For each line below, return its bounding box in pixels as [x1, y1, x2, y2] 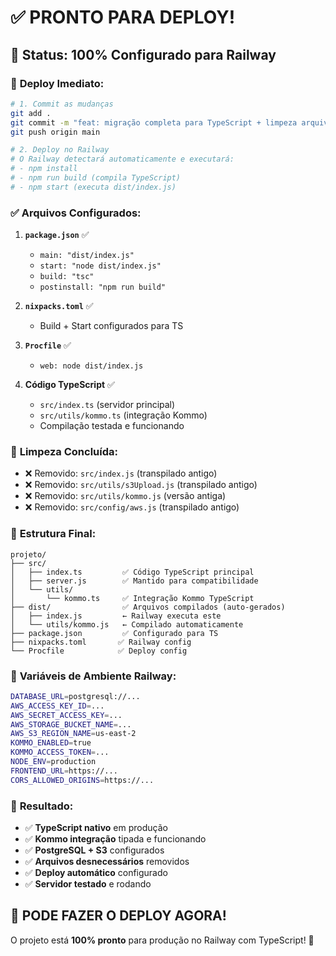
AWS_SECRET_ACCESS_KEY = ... [10, 710, 123, 720]
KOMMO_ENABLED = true [10, 738, 92, 748]
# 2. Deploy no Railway [10, 145, 110, 155]
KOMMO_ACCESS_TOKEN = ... [10, 747, 110, 758]
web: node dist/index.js [39, 361, 144, 371]
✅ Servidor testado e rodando [24, 877, 152, 890]
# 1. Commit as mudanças [10, 99, 114, 109]
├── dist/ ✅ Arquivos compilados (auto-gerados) [10, 602, 286, 612]
